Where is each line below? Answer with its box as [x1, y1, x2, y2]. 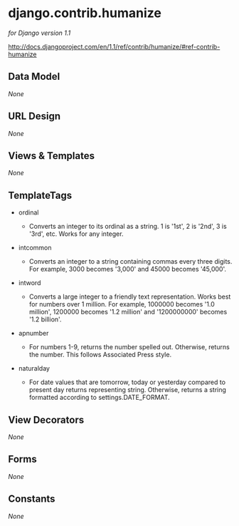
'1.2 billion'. [28, 315, 62, 324]
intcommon [18, 244, 52, 252]
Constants [8, 493, 55, 505]
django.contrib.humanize [8, 5, 162, 21]
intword [18, 279, 41, 287]
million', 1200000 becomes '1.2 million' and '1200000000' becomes [28, 308, 228, 316]
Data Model [8, 71, 60, 83]
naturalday [18, 364, 51, 373]
